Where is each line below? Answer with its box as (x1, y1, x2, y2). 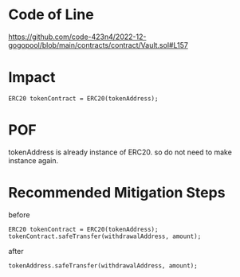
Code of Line (8, 6, 94, 24)
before (8, 209, 30, 220)
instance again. (8, 155, 58, 165)
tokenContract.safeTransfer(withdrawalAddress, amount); (8, 232, 202, 240)
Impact (8, 68, 56, 87)
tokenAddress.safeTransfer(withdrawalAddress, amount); (8, 261, 198, 270)
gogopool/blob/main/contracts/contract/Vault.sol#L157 (8, 40, 189, 49)
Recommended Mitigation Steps (8, 184, 226, 201)
